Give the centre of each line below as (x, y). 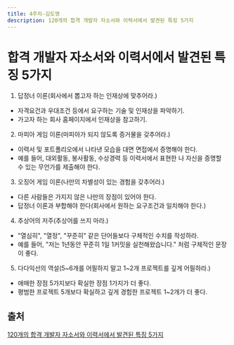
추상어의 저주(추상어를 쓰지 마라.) (63, 221)
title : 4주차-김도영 (34, 14)
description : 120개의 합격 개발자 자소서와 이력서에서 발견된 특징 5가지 (100, 20)
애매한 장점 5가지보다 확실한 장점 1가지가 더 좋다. (84, 283)
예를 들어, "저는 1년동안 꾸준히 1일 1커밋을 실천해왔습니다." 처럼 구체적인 (116, 244)
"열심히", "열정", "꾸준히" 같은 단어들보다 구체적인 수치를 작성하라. (108, 236)
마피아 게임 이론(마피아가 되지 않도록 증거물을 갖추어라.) (94, 134)
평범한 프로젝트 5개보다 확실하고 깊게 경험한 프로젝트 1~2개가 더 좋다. (112, 292)
